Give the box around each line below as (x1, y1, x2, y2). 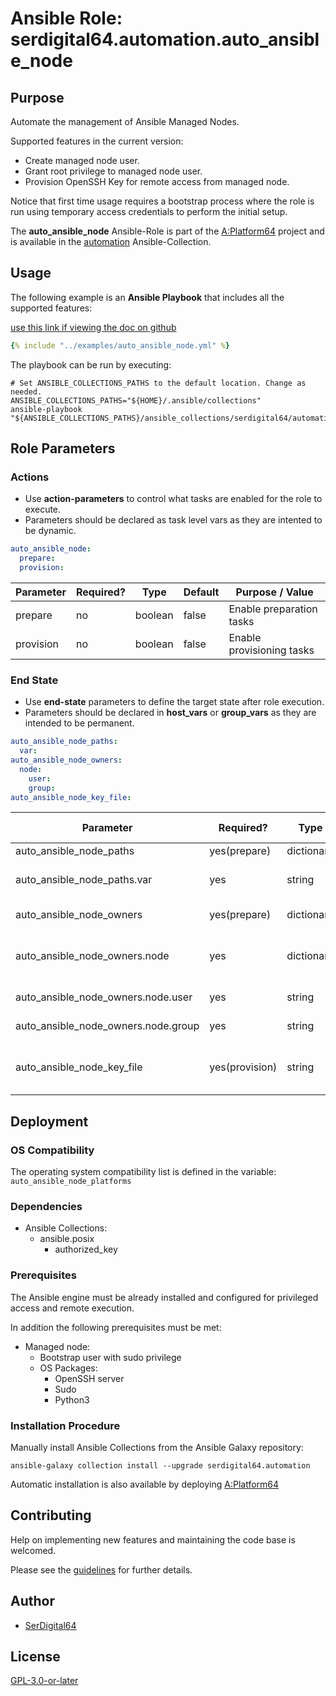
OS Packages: (39, 1362, 98, 1374)
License (10, 1648, 61, 1666)
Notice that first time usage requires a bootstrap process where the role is (10, 195, 315, 207)
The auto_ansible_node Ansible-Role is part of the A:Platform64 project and (10, 225, 325, 237)
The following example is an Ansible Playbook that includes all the (10, 291, 285, 303)
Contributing (10, 1507, 92, 1524)
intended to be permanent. (24, 717, 135, 729)
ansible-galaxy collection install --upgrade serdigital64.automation (10, 1461, 311, 1471)
